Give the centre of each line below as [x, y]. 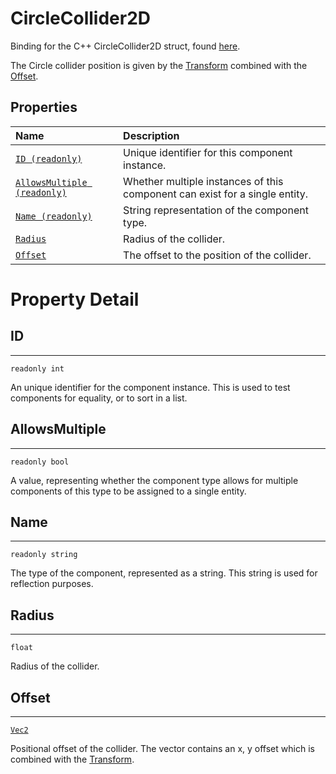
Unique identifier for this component [208, 152]
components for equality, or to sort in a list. [99, 398]
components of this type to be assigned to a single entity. [128, 491]
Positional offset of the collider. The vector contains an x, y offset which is [162, 748]
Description [151, 135]
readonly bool [40, 462]
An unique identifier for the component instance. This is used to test [150, 387]
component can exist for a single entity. [216, 194]
